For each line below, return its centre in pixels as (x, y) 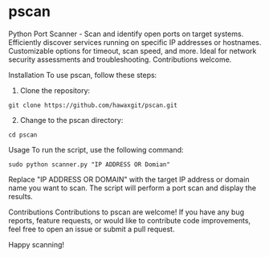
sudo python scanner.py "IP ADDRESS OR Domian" (90, 164)
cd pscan (23, 135)
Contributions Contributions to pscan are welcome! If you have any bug (126, 212)
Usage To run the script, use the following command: (96, 149)
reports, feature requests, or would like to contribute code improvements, (130, 220)
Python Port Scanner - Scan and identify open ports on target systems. (126, 34)
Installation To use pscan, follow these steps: (83, 75)
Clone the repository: (55, 90)
